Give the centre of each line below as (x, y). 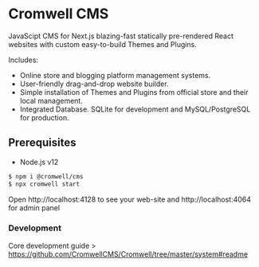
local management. (51, 100)
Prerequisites (42, 143)
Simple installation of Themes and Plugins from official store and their (134, 92)
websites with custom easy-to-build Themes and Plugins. (102, 44)
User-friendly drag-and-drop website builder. (94, 84)
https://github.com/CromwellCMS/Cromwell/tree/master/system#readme (128, 254)
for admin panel (34, 207)
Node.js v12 (39, 162)
